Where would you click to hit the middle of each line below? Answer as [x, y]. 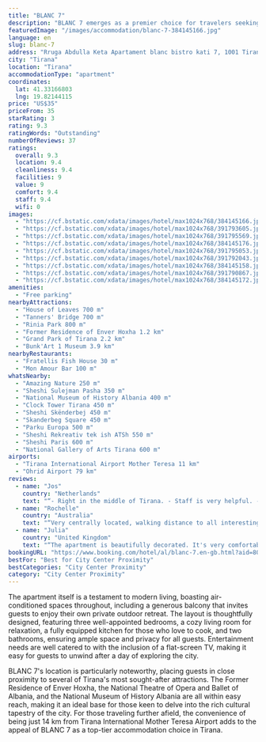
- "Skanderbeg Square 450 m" [63, 420]
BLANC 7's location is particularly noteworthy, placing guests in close [122, 671]
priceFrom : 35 [32, 112]
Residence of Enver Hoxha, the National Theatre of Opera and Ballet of [123, 688]
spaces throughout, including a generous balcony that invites [148, 605]
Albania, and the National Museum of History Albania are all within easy [125, 696]
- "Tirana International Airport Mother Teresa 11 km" [108, 464]
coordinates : [30, 81]
